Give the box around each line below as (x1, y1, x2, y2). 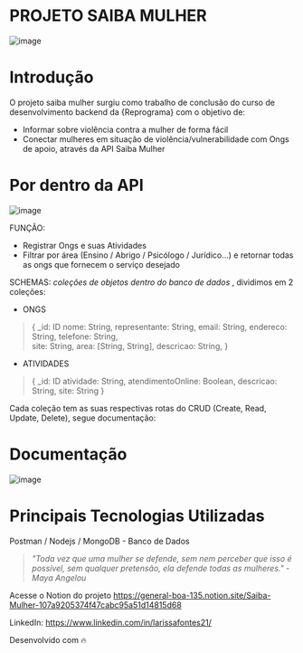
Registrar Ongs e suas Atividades (22, 240, 147, 251)
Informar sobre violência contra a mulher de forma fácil (22, 124, 229, 135)
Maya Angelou (31, 572, 87, 583)
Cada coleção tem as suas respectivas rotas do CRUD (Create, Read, (9, 402, 267, 413)
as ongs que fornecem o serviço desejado (22, 259, 181, 270)
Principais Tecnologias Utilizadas (9, 506, 265, 525)
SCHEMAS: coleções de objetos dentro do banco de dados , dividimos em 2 (9, 277, 294, 288)
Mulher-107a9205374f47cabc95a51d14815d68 (9, 599, 183, 610)
